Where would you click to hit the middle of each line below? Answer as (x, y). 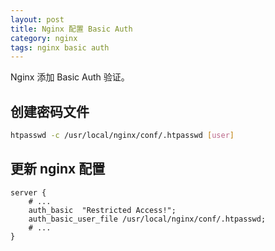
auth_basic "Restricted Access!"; (102, 210)
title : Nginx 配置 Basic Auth (71, 29)
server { (28, 192)
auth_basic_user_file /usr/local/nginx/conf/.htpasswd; (147, 219)
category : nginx (44, 38)
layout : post (37, 19)
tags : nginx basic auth (60, 47)
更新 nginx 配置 (58, 169)
